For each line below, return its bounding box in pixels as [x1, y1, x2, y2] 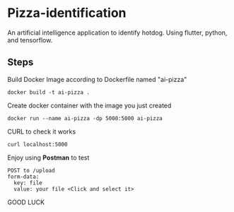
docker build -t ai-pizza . [7, 88, 90, 96]
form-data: [7, 173, 40, 180]
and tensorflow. [7, 35, 53, 44]
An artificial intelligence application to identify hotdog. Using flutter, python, [7, 28, 228, 37]
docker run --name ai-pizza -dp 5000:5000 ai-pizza [7, 114, 163, 122]
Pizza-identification [7, 5, 127, 21]
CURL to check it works [7, 127, 76, 136]
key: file [13, 179, 42, 187]
